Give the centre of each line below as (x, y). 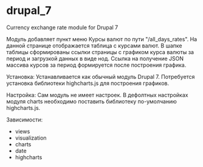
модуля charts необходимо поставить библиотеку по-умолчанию (92, 101)
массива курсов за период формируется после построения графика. (96, 65)
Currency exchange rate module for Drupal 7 (62, 27)
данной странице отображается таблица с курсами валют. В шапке (94, 46)
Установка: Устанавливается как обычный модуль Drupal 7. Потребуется (101, 77)
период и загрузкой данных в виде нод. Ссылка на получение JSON (95, 58)
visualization (31, 138)
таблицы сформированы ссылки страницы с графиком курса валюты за (100, 52)
